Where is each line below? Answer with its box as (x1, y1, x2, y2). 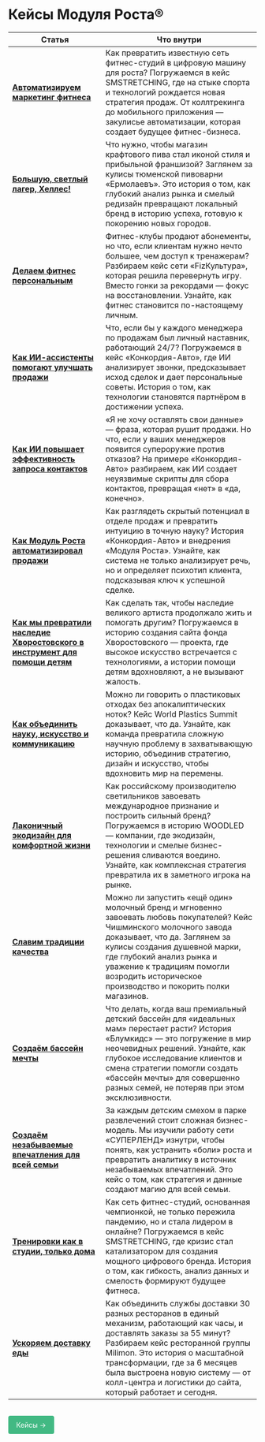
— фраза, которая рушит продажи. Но (105, 423, 252, 434)
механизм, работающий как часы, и (105, 1317, 244, 1328)
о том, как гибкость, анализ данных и (105, 1265, 250, 1276)
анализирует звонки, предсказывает (105, 361, 246, 372)
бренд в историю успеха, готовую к (105, 207, 243, 218)
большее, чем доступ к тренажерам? (105, 250, 250, 261)
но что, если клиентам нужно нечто (105, 240, 243, 252)
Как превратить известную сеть (105, 47, 230, 58)
